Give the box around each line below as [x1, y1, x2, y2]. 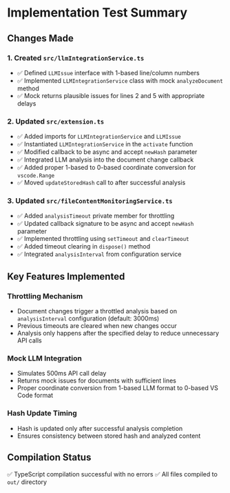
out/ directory [7, 478, 47, 486]
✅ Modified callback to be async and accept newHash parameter [17, 148, 198, 156]
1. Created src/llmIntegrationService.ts [7, 53, 145, 63]
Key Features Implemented [7, 271, 125, 282]
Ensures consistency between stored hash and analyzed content [17, 432, 201, 440]
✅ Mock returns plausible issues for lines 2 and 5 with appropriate [17, 91, 205, 99]
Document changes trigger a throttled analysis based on [17, 307, 178, 316]
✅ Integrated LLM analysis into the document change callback [17, 155, 194, 164]
